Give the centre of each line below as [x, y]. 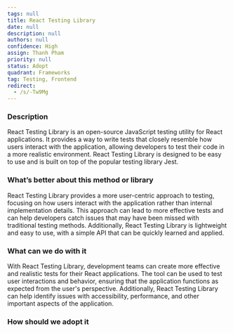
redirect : [22, 86]
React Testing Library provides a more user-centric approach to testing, [111, 195]
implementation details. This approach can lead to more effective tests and [115, 210]
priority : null [29, 60]
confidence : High [33, 46]
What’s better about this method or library [80, 180]
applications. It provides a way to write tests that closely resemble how [110, 139]
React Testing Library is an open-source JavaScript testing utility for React [115, 132]
